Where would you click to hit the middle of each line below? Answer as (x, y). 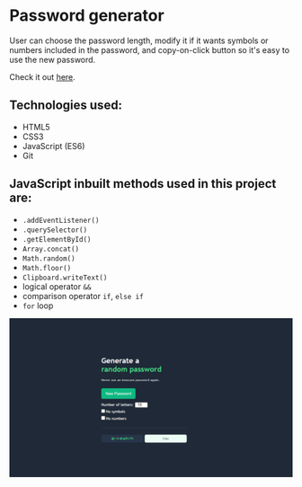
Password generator (87, 16)
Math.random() (49, 258)
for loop (38, 305)
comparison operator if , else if (83, 296)
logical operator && (57, 286)
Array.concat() (51, 249)
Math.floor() (47, 268)
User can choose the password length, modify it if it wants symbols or (139, 40)
